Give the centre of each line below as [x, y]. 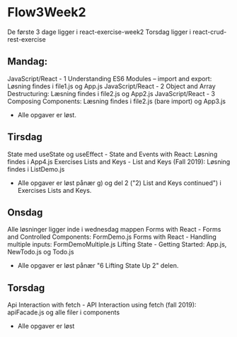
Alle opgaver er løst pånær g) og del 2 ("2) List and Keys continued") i [119, 183]
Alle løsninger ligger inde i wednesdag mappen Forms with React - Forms [114, 230]
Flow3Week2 [47, 12]
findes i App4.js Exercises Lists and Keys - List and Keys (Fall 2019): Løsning [119, 161]
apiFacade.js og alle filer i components [64, 312]
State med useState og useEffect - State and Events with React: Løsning [112, 154]
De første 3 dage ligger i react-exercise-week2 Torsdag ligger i [99, 32]
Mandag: [28, 62]
